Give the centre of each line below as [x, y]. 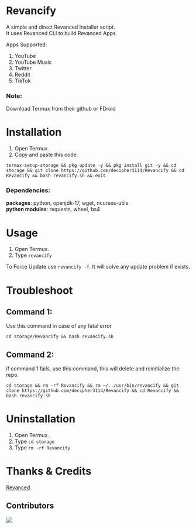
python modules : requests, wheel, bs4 [53, 209]
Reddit [22, 74]
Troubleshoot [39, 290]
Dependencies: [28, 190]
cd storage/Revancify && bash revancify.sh [60, 337]
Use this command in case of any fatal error [59, 326]
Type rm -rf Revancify [42, 448]
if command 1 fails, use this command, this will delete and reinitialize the [93, 369]
